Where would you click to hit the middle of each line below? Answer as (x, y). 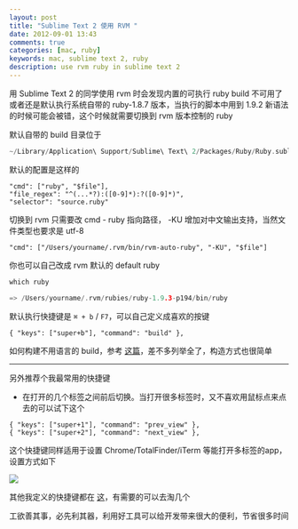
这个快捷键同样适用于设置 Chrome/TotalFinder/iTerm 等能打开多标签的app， (148, 450)
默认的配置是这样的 (44, 169)
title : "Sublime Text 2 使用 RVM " (74, 26)
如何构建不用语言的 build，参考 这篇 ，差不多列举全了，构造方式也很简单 (141, 350)
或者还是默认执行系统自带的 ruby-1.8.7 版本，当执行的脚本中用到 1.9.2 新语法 (149, 104)
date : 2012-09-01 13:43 (53, 34)
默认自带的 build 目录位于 (55, 134)
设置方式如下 (32, 461)
